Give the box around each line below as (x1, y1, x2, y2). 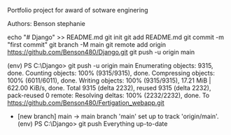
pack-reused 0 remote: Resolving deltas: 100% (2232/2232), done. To (7, 91, 210, 99)
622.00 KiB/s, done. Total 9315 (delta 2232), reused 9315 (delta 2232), (7, 84, 211, 92)
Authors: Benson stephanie (7, 20, 85, 27)
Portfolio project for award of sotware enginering (7, 6, 148, 14)
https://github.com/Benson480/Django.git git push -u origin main (7, 48, 195, 56)
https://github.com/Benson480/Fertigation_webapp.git (7, 99, 164, 107)
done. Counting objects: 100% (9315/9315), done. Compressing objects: (7, 69, 215, 77)
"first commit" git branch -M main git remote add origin (7, 41, 167, 48)
